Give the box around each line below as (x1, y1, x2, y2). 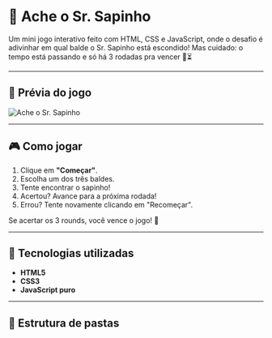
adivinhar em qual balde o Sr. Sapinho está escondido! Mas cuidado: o (8, 42, 244, 52)
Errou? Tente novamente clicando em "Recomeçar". (19, 199, 193, 209)
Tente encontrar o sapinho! (19, 182, 111, 192)
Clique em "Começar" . (19, 165, 98, 175)
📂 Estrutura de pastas (8, 316, 120, 330)
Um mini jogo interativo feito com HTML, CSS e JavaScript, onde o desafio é (8, 34, 263, 44)
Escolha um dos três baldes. (19, 173, 115, 183)
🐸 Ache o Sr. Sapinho (8, 7, 151, 26)
